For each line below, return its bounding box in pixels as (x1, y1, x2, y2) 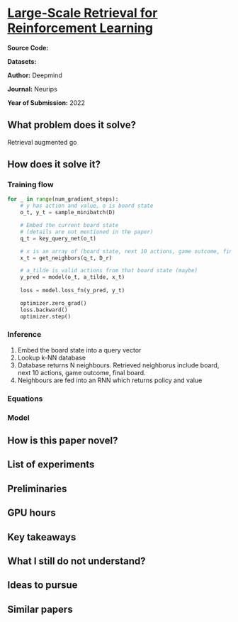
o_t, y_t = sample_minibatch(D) (20, 209, 115, 216)
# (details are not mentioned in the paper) (20, 228, 154, 235)
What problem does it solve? (7, 119, 137, 131)
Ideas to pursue (7, 579, 78, 592)
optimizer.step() (20, 313, 72, 320)
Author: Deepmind (7, 71, 62, 79)
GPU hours (7, 507, 57, 519)
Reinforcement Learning (7, 20, 154, 36)
